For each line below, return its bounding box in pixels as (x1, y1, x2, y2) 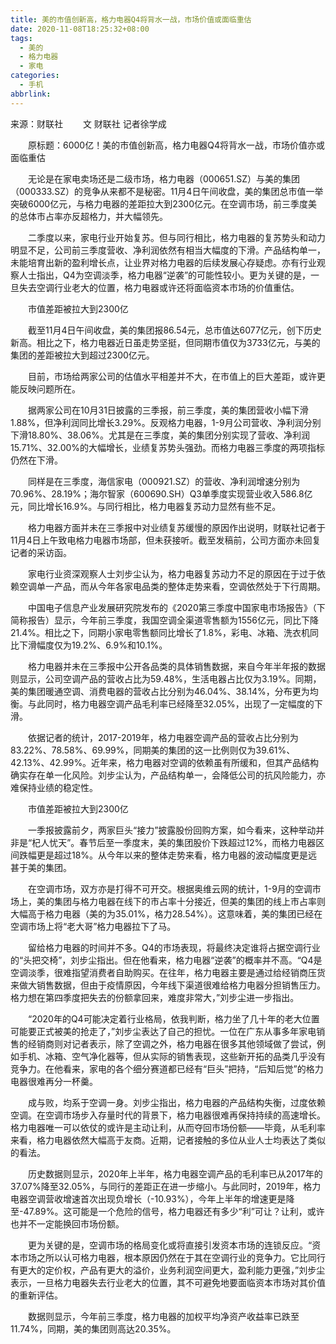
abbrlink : (10, 89, 52, 99)
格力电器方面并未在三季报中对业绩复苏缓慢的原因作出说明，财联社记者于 (27, 521, 326, 533)
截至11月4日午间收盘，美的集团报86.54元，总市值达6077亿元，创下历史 (27, 324, 322, 336)
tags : (10, 33, 33, 43)
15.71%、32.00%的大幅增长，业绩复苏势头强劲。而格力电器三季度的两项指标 (10, 441, 326, 453)
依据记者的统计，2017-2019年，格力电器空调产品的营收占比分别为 (27, 731, 299, 743)
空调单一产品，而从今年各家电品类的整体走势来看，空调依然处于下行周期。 (18, 580, 326, 592)
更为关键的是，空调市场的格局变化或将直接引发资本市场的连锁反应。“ (27, 1239, 313, 1251)
